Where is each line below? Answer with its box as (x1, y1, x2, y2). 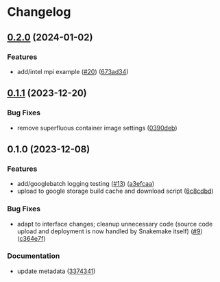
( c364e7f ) (16, 234, 46, 242)
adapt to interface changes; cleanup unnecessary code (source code (16, 220, 213, 228)
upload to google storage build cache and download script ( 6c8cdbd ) (16, 187, 214, 196)
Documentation (7, 251, 60, 261)
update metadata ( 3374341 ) (16, 267, 96, 275)
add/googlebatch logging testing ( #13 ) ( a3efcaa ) (16, 180, 155, 188)
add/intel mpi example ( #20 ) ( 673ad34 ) (16, 67, 129, 75)
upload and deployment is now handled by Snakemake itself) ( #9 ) (16, 227, 204, 235)
